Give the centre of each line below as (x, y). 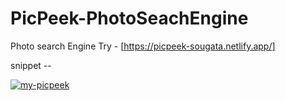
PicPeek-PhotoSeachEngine (129, 18)
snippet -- (31, 65)
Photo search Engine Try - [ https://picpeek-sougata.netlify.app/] (143, 46)
